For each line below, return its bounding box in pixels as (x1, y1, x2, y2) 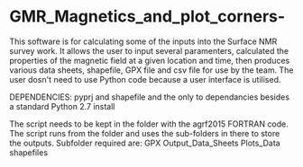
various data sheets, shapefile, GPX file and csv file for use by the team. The (9, 65, 294, 75)
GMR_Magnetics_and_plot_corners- (9, 6, 286, 27)
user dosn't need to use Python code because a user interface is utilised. (9, 74, 281, 84)
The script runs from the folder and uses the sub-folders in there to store (9, 127, 280, 138)
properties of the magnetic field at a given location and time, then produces (9, 55, 290, 66)
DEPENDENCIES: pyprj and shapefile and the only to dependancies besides (9, 92, 290, 102)
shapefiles (9, 146, 48, 158)
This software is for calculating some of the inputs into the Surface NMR (9, 36, 278, 47)
